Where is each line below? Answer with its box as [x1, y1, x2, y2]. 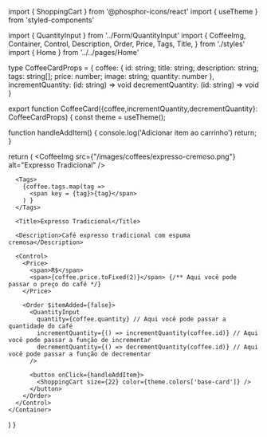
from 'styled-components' [8, 15, 95, 25]
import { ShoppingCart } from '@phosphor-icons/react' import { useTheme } [8, 7, 258, 16]
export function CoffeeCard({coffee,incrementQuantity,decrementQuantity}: [8, 104, 258, 113]
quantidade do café [8, 322, 73, 330]
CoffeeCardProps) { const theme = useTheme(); [8, 112, 166, 122]
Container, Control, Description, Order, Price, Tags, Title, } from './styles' [8, 39, 245, 49]
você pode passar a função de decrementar [8, 350, 151, 358]
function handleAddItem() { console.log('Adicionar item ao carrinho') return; [8, 128, 257, 137]
